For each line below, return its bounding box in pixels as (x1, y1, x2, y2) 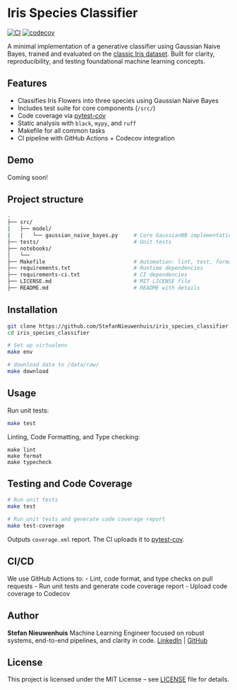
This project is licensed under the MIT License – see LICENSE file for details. (7, 675, 229, 684)
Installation (7, 304, 58, 316)
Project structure (7, 193, 84, 206)
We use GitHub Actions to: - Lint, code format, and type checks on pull (7, 574, 213, 583)
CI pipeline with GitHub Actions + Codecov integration (17, 133, 175, 142)
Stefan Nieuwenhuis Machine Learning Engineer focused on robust (7, 629, 205, 637)
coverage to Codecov (7, 589, 71, 597)
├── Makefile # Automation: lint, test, (7, 258, 213, 266)
